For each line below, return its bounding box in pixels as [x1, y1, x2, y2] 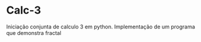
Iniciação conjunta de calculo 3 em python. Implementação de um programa [6, 23, 196, 30]
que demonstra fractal [6, 29, 61, 36]
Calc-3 [6, 4, 42, 17]
